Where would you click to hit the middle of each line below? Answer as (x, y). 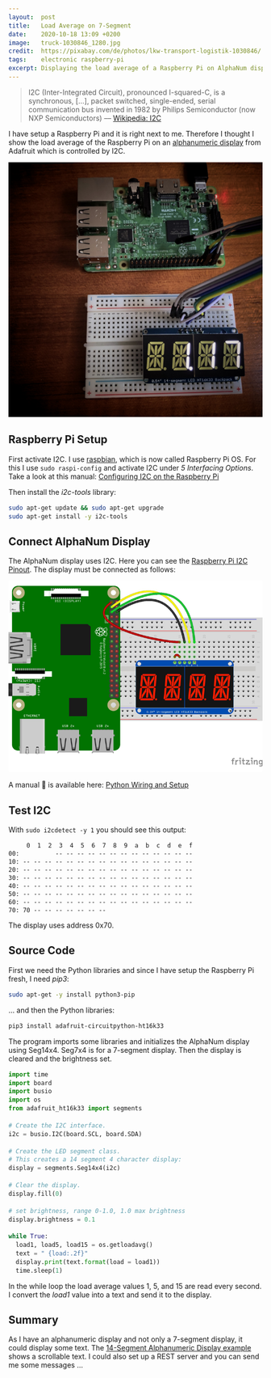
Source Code (42, 951)
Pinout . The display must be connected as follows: (92, 569)
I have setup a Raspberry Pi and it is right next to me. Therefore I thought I (131, 133)
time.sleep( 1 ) (39, 1270)
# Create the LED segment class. (65, 1151)
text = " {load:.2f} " (52, 1253)
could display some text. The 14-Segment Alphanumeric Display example (130, 1348)
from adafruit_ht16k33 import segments (75, 1109)
